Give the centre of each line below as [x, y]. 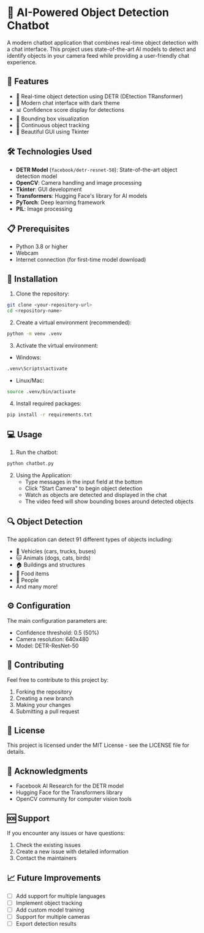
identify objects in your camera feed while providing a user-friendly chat [98, 55]
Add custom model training [50, 910]
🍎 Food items [32, 573]
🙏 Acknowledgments [47, 771]
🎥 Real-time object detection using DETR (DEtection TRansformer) [99, 96]
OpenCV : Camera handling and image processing [79, 182]
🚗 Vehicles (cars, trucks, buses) [56, 551]
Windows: [28, 357]
